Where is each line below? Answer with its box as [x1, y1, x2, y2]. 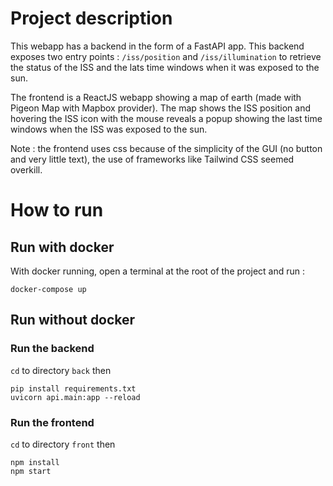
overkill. [10, 163, 43, 176]
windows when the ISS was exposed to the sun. [10, 123, 208, 135]
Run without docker [10, 312, 136, 329]
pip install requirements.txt [10, 383, 137, 394]
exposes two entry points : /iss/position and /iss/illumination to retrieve [10, 50, 322, 62]
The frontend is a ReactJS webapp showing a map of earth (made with [10, 91, 302, 103]
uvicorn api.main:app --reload [10, 392, 141, 402]
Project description [10, 7, 173, 30]
